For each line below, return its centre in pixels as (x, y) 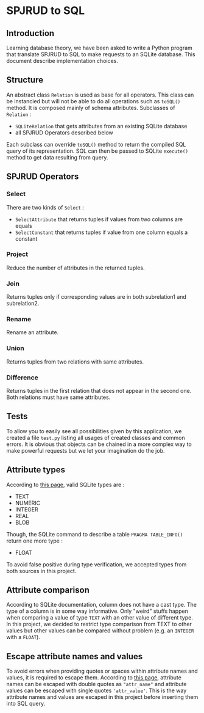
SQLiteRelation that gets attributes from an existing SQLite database (101, 126)
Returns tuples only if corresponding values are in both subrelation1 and (97, 297)
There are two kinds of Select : (45, 207)
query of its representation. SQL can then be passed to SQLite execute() (97, 151)
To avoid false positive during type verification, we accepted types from (97, 564)
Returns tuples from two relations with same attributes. (75, 362)
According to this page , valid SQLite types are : (65, 484)
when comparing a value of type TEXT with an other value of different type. (100, 618)
